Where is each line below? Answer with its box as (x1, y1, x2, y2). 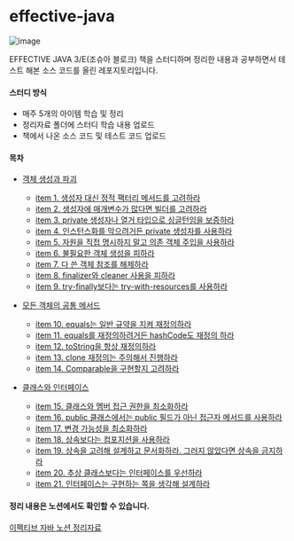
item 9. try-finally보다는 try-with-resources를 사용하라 (35, 281, 228, 292)
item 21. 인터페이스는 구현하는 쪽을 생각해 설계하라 (35, 479, 211, 490)
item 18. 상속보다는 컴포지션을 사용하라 (35, 435, 170, 445)
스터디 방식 (9, 87, 47, 98)
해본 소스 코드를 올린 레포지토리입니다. (25, 65, 159, 75)
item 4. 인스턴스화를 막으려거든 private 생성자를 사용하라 (35, 226, 233, 237)
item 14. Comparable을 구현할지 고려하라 (35, 364, 180, 374)
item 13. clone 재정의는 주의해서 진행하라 (35, 352, 179, 363)
